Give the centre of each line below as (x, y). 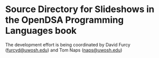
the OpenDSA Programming (64, 20)
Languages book (41, 31)
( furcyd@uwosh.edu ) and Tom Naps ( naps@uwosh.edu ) (64, 50)
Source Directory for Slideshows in (80, 9)
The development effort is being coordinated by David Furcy (68, 44)
